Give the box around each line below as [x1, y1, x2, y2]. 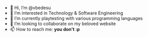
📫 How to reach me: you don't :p [10, 26, 80, 32]
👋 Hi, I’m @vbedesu [10, 5, 51, 10]
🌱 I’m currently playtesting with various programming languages [10, 15, 143, 21]
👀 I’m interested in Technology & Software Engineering [10, 10, 123, 16]
